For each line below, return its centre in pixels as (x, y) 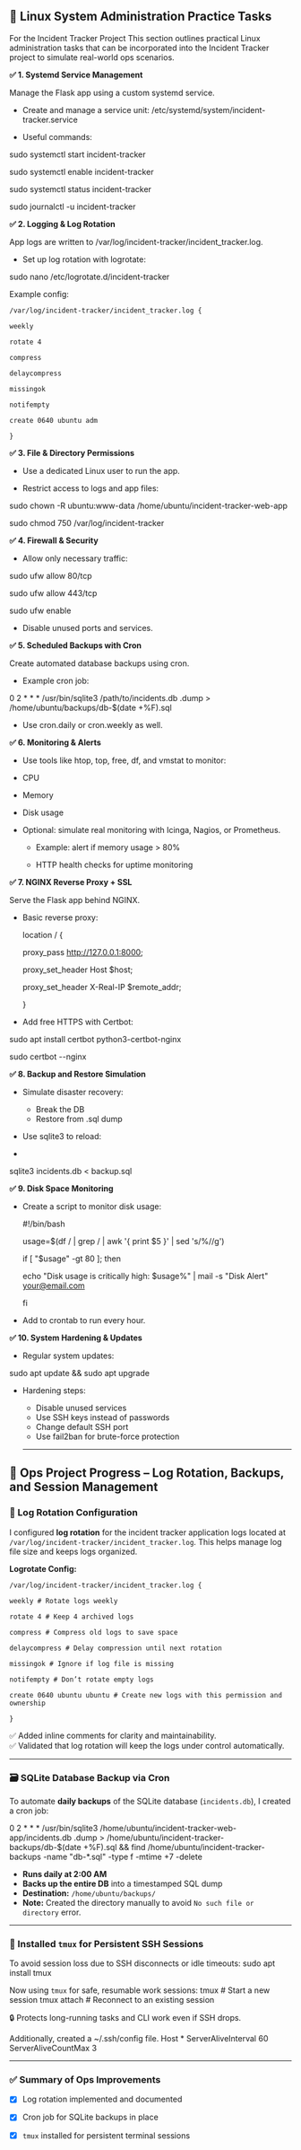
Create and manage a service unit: (86, 110)
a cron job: (29, 1811)
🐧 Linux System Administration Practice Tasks (141, 17)
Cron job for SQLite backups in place (90, 2117)
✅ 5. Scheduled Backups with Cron (75, 645)
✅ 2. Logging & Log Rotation (62, 224)
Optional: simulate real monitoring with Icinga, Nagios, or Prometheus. (151, 829)
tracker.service (50, 119)
